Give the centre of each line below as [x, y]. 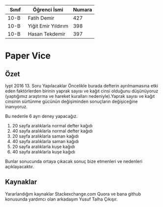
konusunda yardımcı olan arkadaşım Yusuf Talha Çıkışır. [61, 199]
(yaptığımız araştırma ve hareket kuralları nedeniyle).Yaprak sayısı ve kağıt [80, 96]
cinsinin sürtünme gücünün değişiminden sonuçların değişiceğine [71, 101]
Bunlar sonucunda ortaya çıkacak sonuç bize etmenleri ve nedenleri [74, 161]
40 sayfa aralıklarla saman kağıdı [45, 141]
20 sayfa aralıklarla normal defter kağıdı [52, 126]
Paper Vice [28, 56]
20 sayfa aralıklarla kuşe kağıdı [43, 147]
